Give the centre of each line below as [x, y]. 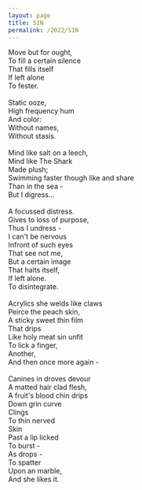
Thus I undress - [35, 228]
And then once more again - [54, 362]
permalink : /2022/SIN [44, 30]
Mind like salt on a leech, [48, 153]
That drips [25, 329]
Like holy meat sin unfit [46, 337]
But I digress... [31, 195]
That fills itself [31, 69]
